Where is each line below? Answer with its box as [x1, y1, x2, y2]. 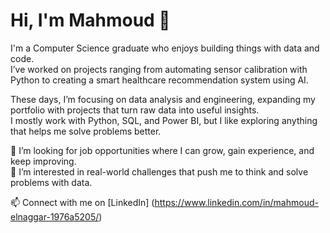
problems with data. [10, 176, 93, 188]
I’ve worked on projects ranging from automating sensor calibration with [10, 63, 308, 75]
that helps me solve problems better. [10, 125, 162, 137]
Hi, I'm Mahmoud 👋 [10, 9, 171, 32]
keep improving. [10, 155, 77, 167]
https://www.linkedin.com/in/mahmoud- [154, 196, 319, 208]
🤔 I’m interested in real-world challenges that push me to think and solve [10, 165, 309, 178]
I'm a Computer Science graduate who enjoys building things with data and [10, 42, 320, 54]
